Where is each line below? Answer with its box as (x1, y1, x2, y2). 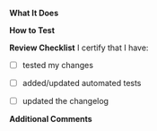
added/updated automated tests (22, 78, 142, 89)
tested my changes (22, 60, 94, 70)
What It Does (9, 8, 59, 18)
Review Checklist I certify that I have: (9, 42, 149, 53)
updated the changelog (22, 96, 109, 107)
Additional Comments (9, 114, 92, 125)
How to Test (9, 25, 56, 35)
